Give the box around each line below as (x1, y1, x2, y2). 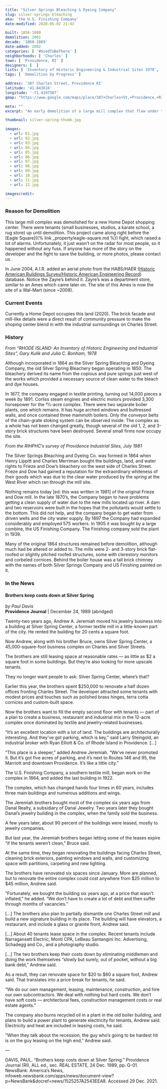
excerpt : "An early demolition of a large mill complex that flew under (5, 108, 159, 114)
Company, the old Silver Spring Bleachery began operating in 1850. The (5, 365, 152, 372)
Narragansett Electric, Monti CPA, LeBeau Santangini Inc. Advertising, (5, 936, 148, 942)
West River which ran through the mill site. (5, 479, 92, 485)
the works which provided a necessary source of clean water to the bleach (5, 376, 159, 382)
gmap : (5, 95, 16, 100)
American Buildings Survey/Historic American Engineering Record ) (5, 271, 142, 277)
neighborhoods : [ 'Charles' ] (5, 53, 68, 58)
